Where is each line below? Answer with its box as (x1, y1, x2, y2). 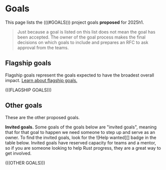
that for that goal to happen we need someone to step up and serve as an (5, 129, 155, 135)
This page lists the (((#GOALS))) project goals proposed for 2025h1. (5, 19, 144, 25)
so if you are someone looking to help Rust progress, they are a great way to (5, 145, 161, 151)
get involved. (5, 150, 32, 156)
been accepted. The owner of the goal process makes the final (17, 34, 146, 40)
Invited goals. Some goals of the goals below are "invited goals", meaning (5, 124, 157, 130)
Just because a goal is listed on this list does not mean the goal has (17, 29, 156, 35)
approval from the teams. (17, 44, 69, 50)
